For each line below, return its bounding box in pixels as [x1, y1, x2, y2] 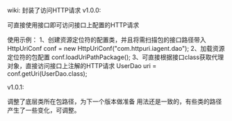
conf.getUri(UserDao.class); [7, 70, 88, 78]
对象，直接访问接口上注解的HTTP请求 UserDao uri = [7, 62, 157, 70]
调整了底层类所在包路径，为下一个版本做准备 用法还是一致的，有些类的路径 [7, 97, 222, 106]
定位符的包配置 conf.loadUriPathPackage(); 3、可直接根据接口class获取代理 [7, 53, 224, 61]
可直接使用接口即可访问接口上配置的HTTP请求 [7, 21, 140, 29]
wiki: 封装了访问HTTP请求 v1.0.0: [7, 6, 101, 14]
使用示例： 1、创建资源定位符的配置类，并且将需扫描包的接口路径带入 [7, 35, 206, 44]
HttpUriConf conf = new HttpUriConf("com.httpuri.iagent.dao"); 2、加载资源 [7, 45, 225, 52]
